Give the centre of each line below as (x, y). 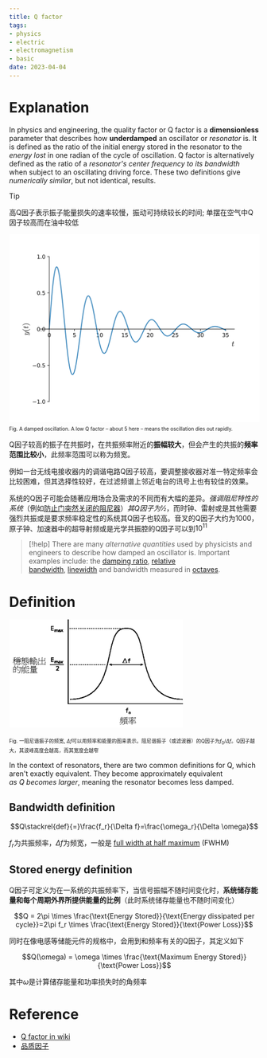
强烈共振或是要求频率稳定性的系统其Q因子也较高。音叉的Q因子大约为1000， (134, 518)
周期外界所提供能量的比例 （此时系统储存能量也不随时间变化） (137, 899)
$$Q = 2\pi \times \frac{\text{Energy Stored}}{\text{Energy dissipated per (134, 915)
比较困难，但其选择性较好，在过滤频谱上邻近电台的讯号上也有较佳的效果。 (131, 481)
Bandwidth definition (62, 807)
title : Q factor (36, 17)
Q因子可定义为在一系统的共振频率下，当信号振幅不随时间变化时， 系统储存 (130, 890)
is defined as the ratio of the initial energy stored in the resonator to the (126, 147)
